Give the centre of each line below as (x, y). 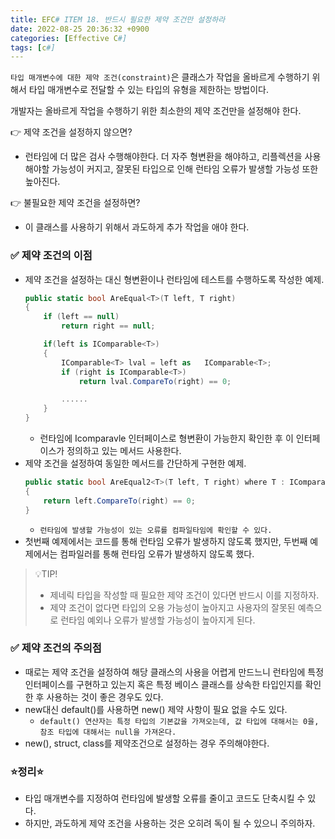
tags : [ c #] (33, 47)
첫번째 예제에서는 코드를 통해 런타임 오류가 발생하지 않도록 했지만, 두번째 (166, 541)
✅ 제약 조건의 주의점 (56, 648)
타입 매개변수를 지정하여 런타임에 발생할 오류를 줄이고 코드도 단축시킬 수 (165, 798)
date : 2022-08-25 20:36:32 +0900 (80, 29)
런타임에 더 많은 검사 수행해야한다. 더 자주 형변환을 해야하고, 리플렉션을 (163, 157)
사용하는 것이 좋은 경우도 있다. (105, 697)
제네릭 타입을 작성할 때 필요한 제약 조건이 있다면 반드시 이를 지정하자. (184, 595)
